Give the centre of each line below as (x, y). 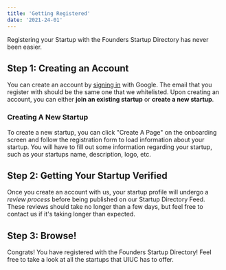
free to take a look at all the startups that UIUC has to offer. (90, 260)
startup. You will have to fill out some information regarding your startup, (110, 147)
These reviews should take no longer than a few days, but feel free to (105, 207)
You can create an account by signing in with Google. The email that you (110, 85)
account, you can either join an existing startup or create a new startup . (111, 100)
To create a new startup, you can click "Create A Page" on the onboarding (112, 132)
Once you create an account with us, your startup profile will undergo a (108, 192)
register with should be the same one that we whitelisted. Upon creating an (113, 92)
